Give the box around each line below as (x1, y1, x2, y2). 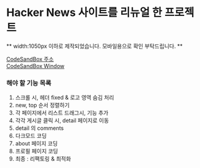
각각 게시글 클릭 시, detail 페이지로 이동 (15, 117, 109, 124)
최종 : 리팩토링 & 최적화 (15, 155, 72, 162)
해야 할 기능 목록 (6, 78, 51, 87)
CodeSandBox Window (6, 62, 65, 69)
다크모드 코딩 (15, 132, 47, 140)
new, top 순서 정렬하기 (15, 102, 70, 109)
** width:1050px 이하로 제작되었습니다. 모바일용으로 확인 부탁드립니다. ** (6, 42, 183, 50)
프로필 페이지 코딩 (15, 148, 58, 155)
